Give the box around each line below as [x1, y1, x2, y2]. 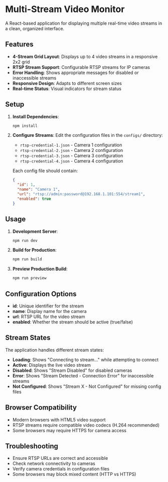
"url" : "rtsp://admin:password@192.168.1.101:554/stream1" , [17, 192, 145, 197]
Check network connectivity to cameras [12, 460, 95, 466]
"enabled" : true [17, 196, 51, 201]
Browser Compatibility [5, 404, 77, 412]
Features [5, 40, 34, 49]
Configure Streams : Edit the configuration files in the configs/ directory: [12, 132, 163, 138]
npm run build [12, 257, 42, 262]
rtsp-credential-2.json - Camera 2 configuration [20, 147, 123, 153]
